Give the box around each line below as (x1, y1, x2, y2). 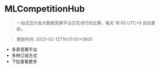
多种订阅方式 (11, 52, 37, 58)
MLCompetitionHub (4, 3, 85, 14)
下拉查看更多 (11, 58, 37, 64)
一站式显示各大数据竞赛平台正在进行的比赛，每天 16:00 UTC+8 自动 (16, 20, 151, 26)
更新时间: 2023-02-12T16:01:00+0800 (16, 36, 93, 42)
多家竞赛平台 (11, 46, 37, 52)
